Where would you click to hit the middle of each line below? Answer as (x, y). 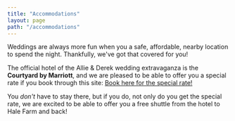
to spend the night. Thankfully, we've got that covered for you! (98, 54)
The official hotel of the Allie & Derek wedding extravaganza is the (103, 68)
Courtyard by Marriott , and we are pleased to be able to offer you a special (117, 75)
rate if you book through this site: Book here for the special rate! (100, 83)
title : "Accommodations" (44, 14)
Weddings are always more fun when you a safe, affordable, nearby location (118, 47)
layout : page (26, 20)
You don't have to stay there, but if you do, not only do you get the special (115, 96)
